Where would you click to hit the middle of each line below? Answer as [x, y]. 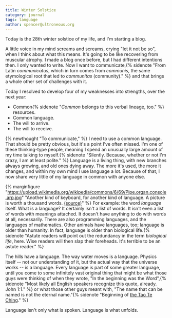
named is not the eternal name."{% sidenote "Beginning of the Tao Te [79, 295]
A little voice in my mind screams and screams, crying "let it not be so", [81, 49]
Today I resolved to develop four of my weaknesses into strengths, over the [85, 92]
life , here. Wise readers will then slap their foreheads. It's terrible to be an [83, 241]
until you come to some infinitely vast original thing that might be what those [86, 273]
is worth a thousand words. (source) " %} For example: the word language [83, 203]
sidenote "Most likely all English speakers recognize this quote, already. [81, 284]
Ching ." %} [17, 300]
